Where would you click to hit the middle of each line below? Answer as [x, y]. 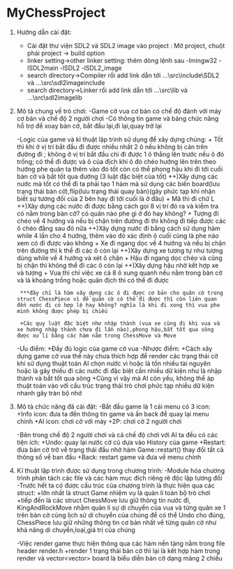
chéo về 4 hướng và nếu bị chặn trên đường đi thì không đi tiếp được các [121, 220]
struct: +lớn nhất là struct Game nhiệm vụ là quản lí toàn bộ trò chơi [113, 492]
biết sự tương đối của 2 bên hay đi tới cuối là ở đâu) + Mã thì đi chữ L [115, 198]
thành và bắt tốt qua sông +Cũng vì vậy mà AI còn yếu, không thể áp [115, 378]
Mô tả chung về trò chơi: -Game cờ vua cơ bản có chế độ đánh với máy [119, 111]
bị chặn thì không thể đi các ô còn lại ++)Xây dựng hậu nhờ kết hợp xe [118, 265]
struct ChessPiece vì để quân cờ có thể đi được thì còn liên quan [116, 299]
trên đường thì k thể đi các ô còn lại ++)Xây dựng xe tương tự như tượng [120, 250]
